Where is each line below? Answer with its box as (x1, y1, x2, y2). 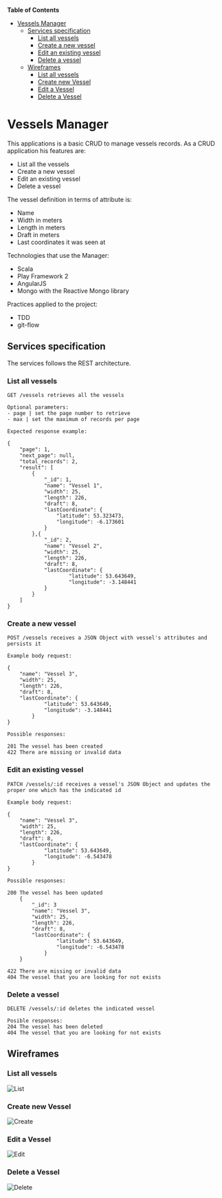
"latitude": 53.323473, (56, 513, 125, 520)
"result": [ (19, 465, 54, 471)
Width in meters (16, 216, 63, 224)
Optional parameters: (7, 404, 69, 411)
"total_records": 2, (19, 458, 78, 465)
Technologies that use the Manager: (7, 251, 109, 259)
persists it (7, 640, 41, 647)
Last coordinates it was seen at (16, 238, 106, 246)
